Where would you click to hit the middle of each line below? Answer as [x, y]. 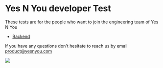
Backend [21, 36]
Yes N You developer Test [58, 8]
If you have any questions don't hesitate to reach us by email [67, 46]
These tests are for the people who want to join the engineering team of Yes [82, 22]
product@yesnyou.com [29, 51]
